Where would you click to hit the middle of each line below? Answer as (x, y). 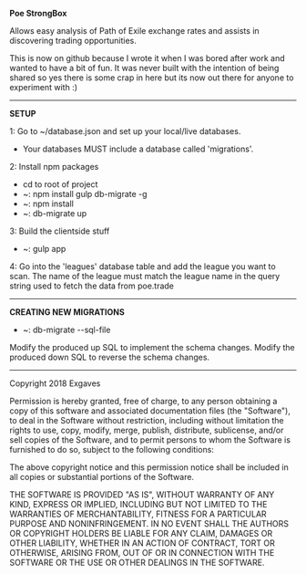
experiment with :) (44, 87)
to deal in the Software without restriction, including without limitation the (147, 420)
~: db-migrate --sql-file (66, 329)
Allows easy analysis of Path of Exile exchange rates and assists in (134, 31)
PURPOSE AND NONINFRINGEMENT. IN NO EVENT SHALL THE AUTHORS (149, 523)
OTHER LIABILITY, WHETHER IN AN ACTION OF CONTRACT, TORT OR (142, 543)
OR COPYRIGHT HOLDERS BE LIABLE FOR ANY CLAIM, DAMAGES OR (141, 533)
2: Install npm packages (54, 167)
